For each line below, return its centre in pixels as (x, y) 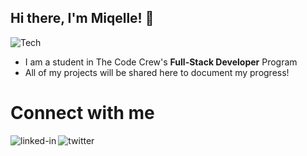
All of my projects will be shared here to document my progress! (157, 72)
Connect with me (82, 113)
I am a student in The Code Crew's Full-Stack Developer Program (161, 62)
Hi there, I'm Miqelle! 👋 (82, 18)
